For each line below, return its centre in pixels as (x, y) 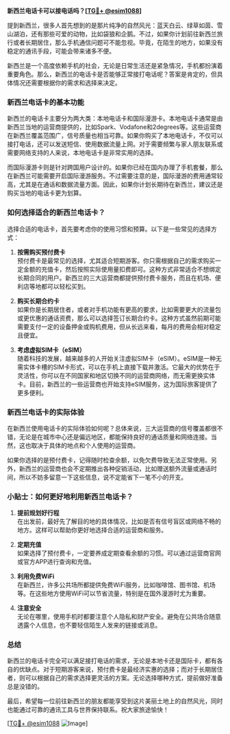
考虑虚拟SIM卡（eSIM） (51, 350)
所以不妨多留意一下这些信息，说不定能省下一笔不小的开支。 (103, 477)
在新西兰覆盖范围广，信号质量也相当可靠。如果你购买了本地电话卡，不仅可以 (115, 136)
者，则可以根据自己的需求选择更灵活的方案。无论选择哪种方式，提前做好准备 (115, 678)
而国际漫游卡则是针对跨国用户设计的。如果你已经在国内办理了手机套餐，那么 (115, 167)
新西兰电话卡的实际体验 (46, 412)
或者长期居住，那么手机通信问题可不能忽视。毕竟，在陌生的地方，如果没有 (118, 43)
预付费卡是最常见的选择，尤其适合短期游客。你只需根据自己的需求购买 (116, 261)
